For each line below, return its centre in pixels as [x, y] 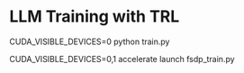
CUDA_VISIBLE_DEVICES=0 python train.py [90, 41]
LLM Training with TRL [95, 17]
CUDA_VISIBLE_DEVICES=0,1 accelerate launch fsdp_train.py [122, 59]
